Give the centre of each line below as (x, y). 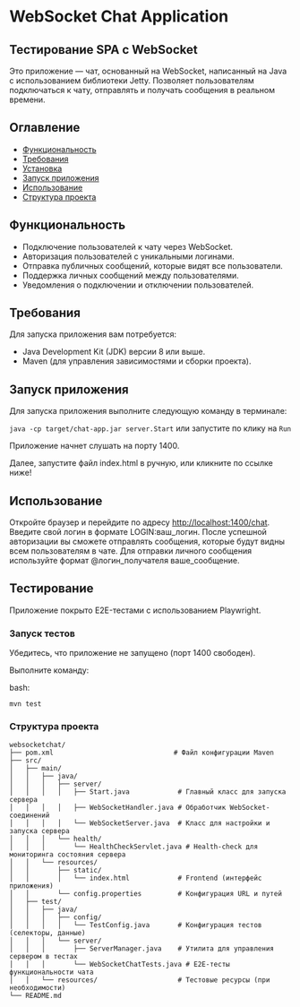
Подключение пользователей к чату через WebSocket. (128, 246)
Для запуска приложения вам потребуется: (93, 334)
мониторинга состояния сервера (68, 855)
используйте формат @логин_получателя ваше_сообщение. (124, 561)
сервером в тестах (43, 957)
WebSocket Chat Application (119, 17)
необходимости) (38, 988)
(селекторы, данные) (48, 934)
